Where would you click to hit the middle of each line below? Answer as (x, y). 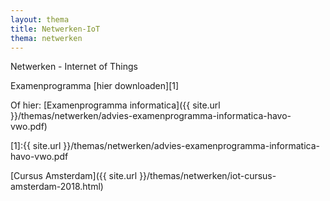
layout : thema (40, 19)
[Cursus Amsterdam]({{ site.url (74, 176)
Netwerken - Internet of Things (74, 67)
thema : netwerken (46, 38)
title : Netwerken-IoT (55, 29)
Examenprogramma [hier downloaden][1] (95, 86)
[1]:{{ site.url (36, 146)
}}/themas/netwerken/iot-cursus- (208, 176)
